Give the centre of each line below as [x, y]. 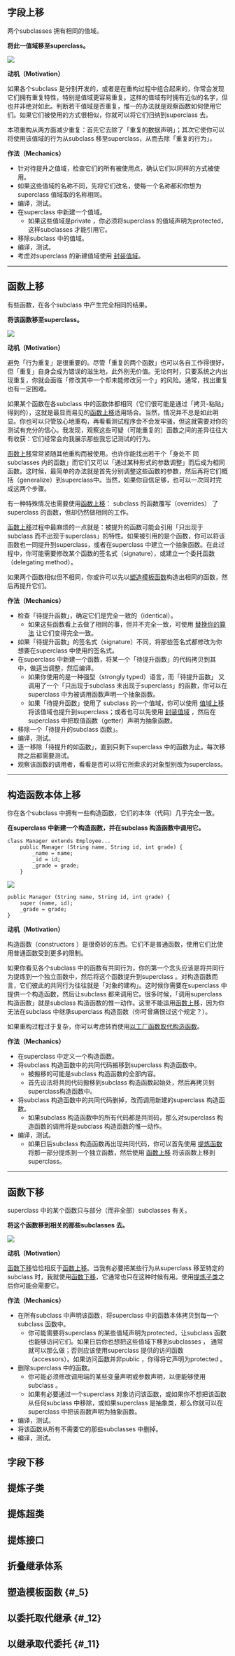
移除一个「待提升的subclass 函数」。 [70, 729]
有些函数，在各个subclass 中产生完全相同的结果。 [79, 305]
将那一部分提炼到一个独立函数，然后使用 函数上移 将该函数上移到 [121, 1153]
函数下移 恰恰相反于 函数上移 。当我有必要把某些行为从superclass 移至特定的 [116, 1268]
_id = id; [47, 860]
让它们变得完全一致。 [67, 633]
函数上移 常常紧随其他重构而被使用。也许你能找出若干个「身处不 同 [103, 453]
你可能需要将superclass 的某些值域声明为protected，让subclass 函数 [127, 1333]
